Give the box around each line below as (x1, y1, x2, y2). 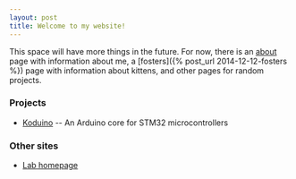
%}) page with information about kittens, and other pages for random (9, 64, 265, 76)
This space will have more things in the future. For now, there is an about (9, 46, 277, 56)
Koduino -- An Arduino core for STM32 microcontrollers (21, 117, 229, 128)
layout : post (9, 13, 58, 22)
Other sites (9, 140, 59, 152)
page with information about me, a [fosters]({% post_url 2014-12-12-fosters (9, 55, 288, 66)
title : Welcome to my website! (9, 21, 126, 30)
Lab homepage (21, 160, 79, 171)
